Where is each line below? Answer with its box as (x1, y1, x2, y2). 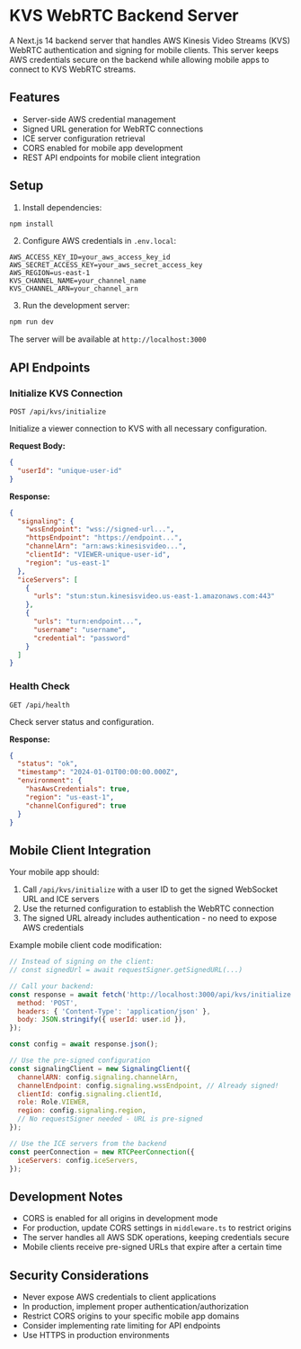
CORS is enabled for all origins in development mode (22, 1213, 218, 1224)
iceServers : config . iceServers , (17, 1156, 139, 1165)
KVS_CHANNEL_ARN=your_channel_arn (9, 284, 139, 293)
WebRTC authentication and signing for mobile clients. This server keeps (9, 44, 279, 55)
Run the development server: (22, 300, 130, 311)
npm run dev (9, 317, 54, 326)
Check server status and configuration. (9, 716, 155, 727)
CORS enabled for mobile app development (22, 142, 183, 153)
